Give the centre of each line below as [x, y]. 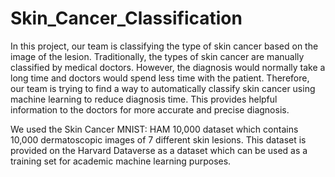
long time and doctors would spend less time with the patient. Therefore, [160, 78]
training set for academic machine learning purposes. [121, 161]
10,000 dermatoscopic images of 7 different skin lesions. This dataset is [158, 139]
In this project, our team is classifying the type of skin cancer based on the [164, 46]
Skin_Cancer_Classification [126, 18]
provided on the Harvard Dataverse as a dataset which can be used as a [159, 150]
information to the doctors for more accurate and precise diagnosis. [150, 109]
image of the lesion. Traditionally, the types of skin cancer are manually [157, 56]
